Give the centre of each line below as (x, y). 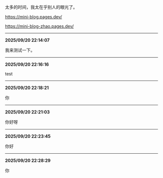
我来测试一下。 (20, 50)
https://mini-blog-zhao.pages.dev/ (40, 26)
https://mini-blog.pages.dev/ (33, 17)
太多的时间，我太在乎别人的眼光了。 (41, 7)
